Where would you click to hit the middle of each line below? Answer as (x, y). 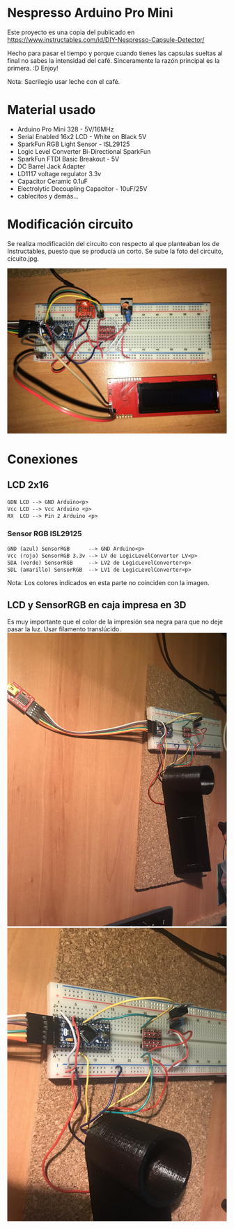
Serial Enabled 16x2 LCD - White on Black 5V (82, 136)
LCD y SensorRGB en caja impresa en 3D (97, 605)
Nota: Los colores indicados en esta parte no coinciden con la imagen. (109, 583)
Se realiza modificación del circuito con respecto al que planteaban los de (113, 243)
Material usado (52, 110)
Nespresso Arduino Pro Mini (90, 13)
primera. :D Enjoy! (33, 68)
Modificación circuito (70, 224)
